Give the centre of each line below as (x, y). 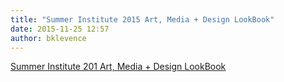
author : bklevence (48, 38)
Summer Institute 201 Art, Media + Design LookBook (118, 67)
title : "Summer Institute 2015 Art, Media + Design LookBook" (142, 19)
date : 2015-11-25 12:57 (60, 29)
